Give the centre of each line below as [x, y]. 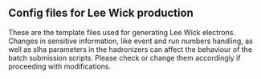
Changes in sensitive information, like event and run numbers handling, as [130, 41]
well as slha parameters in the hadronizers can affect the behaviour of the [130, 49]
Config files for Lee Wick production [101, 13]
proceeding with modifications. [59, 66]
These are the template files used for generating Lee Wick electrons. [122, 32]
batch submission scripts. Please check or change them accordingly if [124, 57]
